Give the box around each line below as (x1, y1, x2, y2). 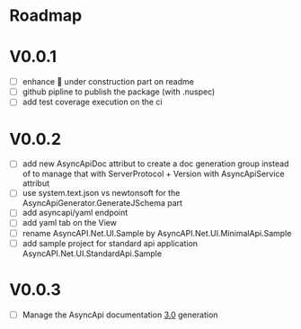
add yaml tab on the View (22, 218, 117, 228)
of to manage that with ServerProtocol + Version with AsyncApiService (22, 168, 285, 180)
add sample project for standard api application (22, 237, 199, 248)
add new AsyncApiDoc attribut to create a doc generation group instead (22, 158, 289, 169)
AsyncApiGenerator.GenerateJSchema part (22, 198, 182, 209)
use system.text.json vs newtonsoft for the (22, 188, 181, 199)
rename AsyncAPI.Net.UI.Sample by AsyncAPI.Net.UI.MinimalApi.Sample (22, 227, 292, 238)
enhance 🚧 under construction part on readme (22, 76, 195, 87)
